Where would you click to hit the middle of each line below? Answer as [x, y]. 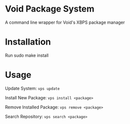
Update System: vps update [32, 88]
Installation [28, 42]
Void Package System [50, 9]
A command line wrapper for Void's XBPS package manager [65, 22]
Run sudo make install [27, 55]
